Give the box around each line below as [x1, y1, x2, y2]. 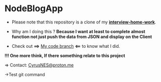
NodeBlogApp [4, 3, 63, 14]
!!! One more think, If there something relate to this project [4, 52, 125, 59]
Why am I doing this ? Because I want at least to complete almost [11, 28, 145, 34]
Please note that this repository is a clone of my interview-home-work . [11, 19, 156, 25]
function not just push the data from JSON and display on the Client [11, 34, 152, 40]
